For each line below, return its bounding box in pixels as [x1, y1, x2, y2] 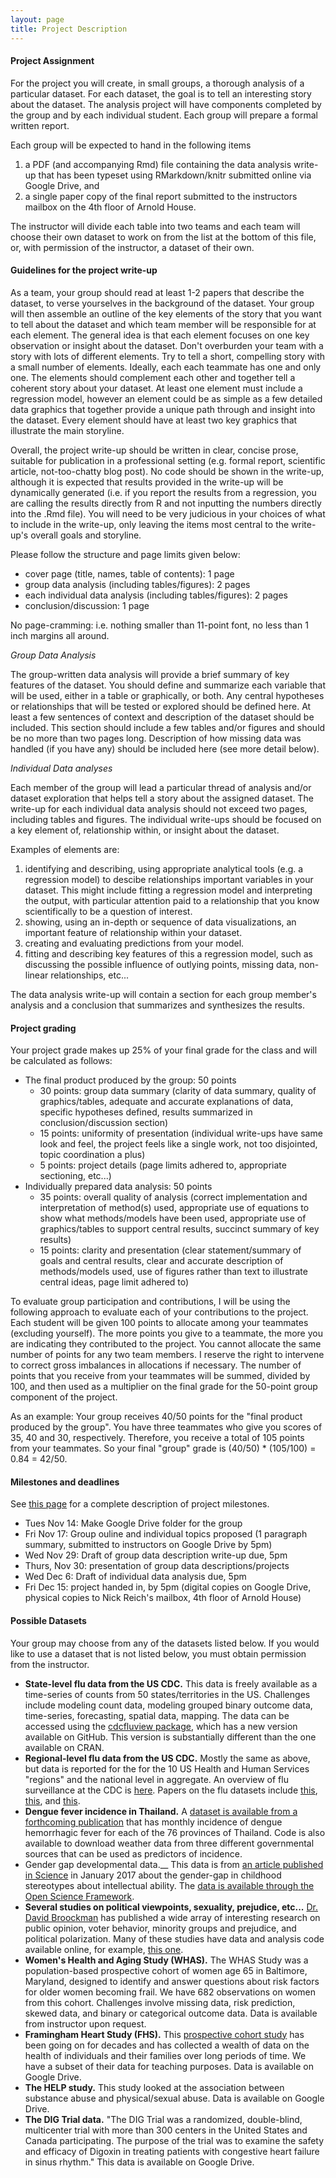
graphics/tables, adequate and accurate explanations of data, [39, 1096, 294, 1108]
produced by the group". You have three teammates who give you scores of [10, 1421, 323, 1433]
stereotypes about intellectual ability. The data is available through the [24, 1879, 315, 1891]
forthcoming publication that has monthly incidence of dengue [24, 1816, 283, 1828]
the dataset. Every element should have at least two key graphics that [10, 414, 298, 426]
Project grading [10, 1022, 77, 1034]
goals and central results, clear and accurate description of [39, 1255, 284, 1267]
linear [24, 969, 49, 981]
